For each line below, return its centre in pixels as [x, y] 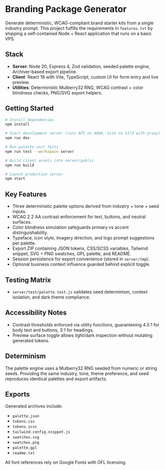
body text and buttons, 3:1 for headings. [53, 330]
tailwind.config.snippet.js [41, 432]
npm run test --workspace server [40, 152]
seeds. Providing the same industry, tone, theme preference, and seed [77, 373]
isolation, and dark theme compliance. [51, 297]
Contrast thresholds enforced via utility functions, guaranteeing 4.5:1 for [86, 324]
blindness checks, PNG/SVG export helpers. [57, 92]
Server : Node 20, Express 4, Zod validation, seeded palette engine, [81, 66]
